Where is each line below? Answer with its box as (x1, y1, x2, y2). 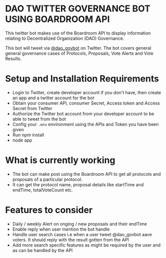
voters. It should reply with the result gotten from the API (12, 237, 129, 243)
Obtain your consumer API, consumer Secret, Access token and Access (12, 100, 161, 106)
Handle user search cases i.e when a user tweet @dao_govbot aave (12, 231, 152, 237)
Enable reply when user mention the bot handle (12, 226, 110, 232)
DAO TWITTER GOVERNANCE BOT (5, 3, 151, 14)
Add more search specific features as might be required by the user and (12, 242, 161, 248)
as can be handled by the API (12, 247, 73, 253)
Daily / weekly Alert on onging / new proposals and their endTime (12, 221, 147, 227)
